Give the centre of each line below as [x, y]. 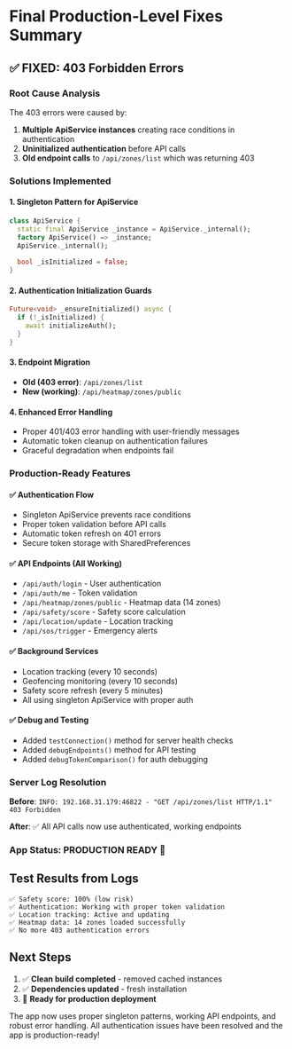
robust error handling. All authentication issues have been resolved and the [146, 1025]
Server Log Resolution [58, 782]
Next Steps [40, 957]
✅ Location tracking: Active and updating [89, 915]
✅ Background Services [54, 651]
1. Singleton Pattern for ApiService [74, 202]
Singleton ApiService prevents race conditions [107, 515]
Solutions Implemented [60, 181]
